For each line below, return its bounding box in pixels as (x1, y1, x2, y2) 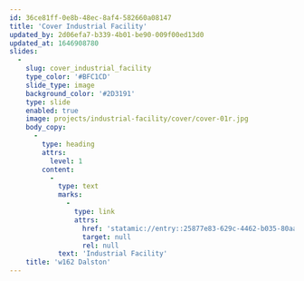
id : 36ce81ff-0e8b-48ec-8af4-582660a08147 (9, 13, 172, 23)
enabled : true (25, 106, 79, 115)
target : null (81, 232, 131, 241)
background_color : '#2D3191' (25, 89, 136, 98)
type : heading (42, 140, 95, 149)
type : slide (25, 97, 71, 107)
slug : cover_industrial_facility (25, 64, 152, 73)
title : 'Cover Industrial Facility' (9, 22, 147, 31)
